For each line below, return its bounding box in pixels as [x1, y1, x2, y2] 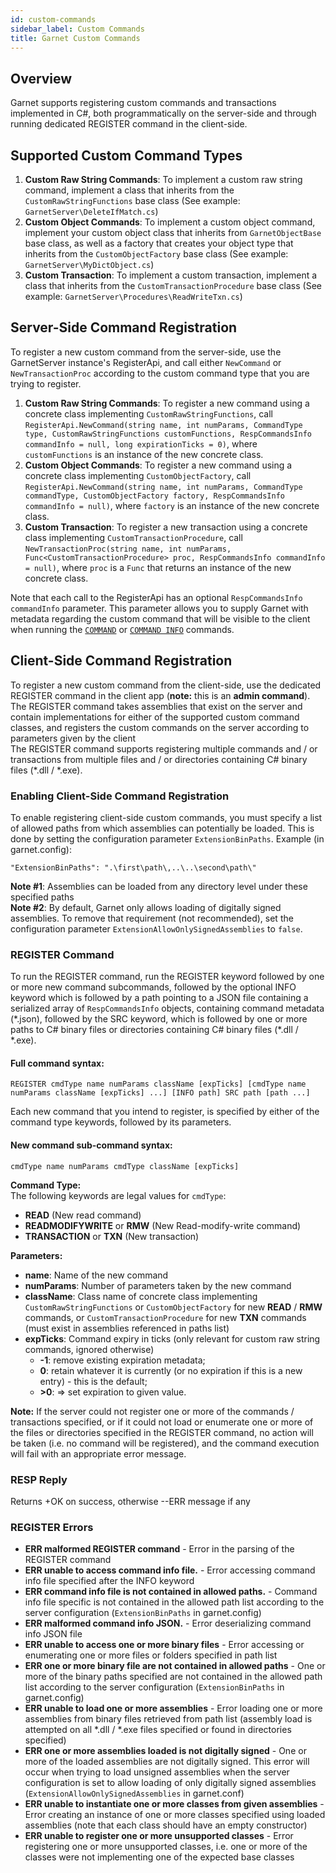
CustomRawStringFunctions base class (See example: [24, 195, 241, 206]
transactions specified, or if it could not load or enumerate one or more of [10, 1416, 314, 1428]
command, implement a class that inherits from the [24, 184, 235, 196]
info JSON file [24, 1628, 83, 1640]
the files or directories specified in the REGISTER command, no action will [10, 1426, 314, 1438]
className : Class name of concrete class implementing [24, 1290, 258, 1302]
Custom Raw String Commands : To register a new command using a [24, 397, 310, 409]
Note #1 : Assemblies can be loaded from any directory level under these [10, 880, 308, 892]
